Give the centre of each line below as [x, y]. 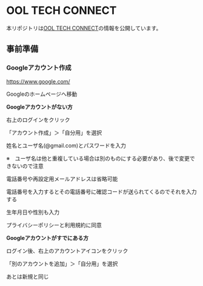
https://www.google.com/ [38, 81]
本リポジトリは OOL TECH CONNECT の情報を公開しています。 [84, 28]
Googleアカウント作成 [39, 68]
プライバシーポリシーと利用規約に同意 [54, 225]
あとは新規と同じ [28, 276]
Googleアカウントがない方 [39, 107]
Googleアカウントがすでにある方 [48, 238]
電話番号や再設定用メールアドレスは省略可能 [62, 179]
